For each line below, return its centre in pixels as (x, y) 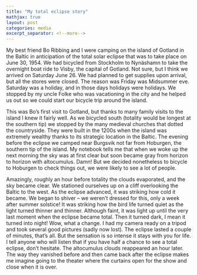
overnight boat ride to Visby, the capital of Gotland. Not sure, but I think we (97, 69)
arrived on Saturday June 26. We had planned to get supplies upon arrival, (96, 75)
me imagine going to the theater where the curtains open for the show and (96, 261)
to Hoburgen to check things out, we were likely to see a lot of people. (91, 168)
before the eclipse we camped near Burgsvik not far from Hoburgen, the (94, 143)
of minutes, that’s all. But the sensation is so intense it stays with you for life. (99, 236)
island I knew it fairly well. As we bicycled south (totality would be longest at (98, 118)
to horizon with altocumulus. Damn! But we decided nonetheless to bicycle (97, 162)
